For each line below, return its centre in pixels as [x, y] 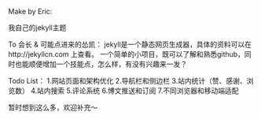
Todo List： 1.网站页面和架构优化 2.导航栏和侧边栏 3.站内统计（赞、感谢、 [127, 81]
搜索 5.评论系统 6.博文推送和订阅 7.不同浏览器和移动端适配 [145, 91]
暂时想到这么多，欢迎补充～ [53, 107]
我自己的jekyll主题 [37, 28]
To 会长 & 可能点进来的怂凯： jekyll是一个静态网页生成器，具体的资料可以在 [130, 44]
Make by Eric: [30, 11]
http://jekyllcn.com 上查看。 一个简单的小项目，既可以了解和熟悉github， [127, 54]
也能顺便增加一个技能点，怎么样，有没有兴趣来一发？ [101, 64]
